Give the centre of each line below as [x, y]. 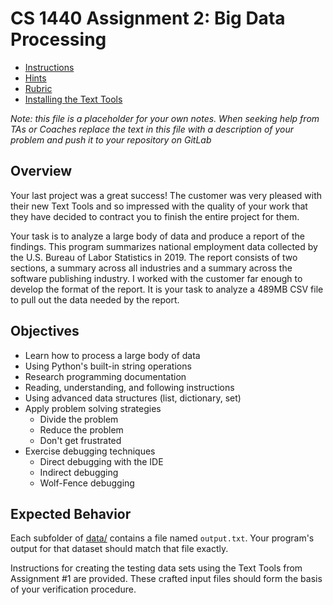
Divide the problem [79, 419]
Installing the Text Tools [73, 99]
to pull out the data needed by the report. [95, 299]
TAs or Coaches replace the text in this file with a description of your [152, 129]
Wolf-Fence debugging [87, 483]
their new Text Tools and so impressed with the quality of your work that [159, 206]
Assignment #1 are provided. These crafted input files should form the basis [166, 579]
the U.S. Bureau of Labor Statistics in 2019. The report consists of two [154, 257]
